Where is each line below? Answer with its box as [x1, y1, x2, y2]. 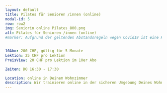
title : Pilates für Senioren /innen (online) [5, 12, 101, 17]
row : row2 [5, 21, 26, 26]
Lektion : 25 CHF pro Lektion [5, 53, 66, 58]
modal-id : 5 [5, 16, 30, 21]
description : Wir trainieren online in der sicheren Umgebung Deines [5, 80, 153, 85]
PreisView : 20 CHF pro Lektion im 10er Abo [5, 58, 97, 63]
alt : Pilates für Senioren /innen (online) [5, 30, 97, 35]
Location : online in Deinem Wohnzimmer [5, 76, 88, 81]
